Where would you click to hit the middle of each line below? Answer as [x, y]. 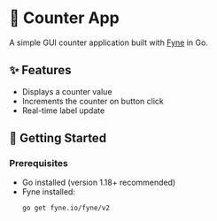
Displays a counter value [67, 91]
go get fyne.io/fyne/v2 [66, 208]
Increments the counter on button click [93, 101]
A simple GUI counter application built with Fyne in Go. [108, 42]
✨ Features [40, 70]
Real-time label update [63, 110]
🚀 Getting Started [58, 138]
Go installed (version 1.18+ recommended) [99, 183]
